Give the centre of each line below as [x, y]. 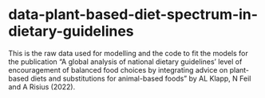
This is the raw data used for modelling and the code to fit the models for [129, 53]
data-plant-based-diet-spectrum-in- [133, 15]
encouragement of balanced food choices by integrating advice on [118, 70]
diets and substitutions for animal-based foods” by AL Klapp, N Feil [141, 78]
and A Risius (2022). [42, 87]
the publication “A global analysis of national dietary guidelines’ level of [125, 62]
